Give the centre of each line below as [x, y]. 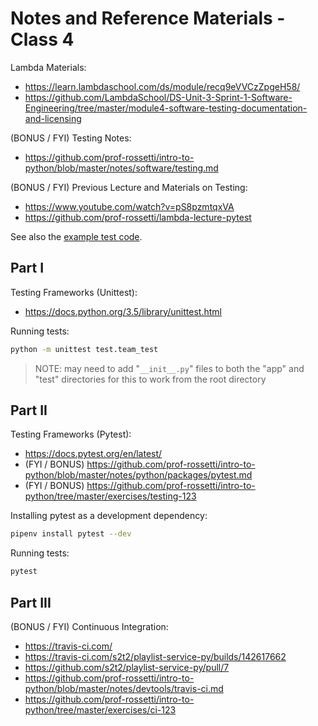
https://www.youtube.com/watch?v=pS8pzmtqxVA [129, 206]
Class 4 [42, 39]
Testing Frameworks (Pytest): [71, 434]
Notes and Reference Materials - [148, 18]
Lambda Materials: [48, 67]
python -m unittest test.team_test [84, 349]
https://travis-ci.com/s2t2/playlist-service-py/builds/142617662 [155, 656]
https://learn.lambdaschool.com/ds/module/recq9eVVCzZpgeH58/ [162, 86]
